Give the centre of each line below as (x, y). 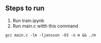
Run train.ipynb (28, 20)
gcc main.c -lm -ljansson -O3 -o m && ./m (50, 35)
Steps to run (25, 8)
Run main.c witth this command (45, 26)
